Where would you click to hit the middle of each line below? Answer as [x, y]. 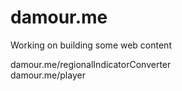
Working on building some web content [91, 45]
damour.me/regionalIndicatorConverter [91, 64]
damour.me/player [48, 75]
